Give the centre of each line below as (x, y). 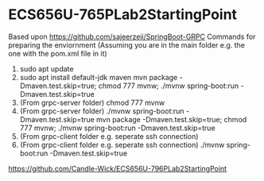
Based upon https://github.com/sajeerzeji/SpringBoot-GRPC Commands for (132, 37)
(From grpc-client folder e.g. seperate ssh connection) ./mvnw (122, 144)
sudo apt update (47, 68)
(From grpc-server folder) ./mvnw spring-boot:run (102, 111)
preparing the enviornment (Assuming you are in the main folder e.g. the (126, 44)
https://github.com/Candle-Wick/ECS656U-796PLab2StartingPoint (118, 168)
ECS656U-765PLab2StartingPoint (122, 15)
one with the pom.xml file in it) (58, 53)
